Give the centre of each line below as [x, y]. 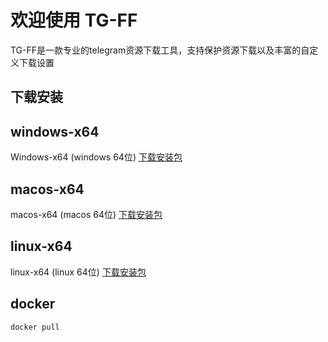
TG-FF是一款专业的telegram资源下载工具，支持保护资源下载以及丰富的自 [160, 50]
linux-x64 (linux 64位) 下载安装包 [78, 272]
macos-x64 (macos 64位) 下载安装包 [86, 214]
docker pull [35, 327]
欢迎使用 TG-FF [74, 20]
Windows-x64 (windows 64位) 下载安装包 [96, 157]
